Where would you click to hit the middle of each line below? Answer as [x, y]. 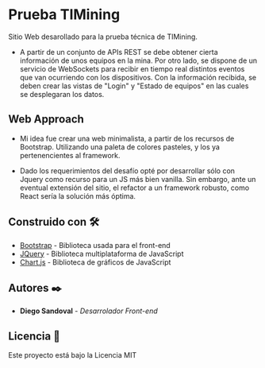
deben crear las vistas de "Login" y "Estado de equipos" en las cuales [134, 86]
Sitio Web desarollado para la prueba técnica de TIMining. [103, 37]
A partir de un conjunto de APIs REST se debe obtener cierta [119, 52]
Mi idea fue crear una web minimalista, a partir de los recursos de [127, 138]
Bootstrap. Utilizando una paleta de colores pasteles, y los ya [120, 147]
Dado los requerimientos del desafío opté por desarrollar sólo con [127, 170]
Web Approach [46, 120]
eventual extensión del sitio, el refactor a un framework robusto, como [134, 188]
